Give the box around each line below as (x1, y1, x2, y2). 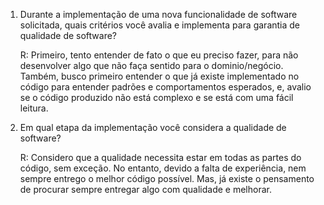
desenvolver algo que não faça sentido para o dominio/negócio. (19, 60, 284, 71)
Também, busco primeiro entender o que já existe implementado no (19, 70, 300, 82)
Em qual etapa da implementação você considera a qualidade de (19, 122, 287, 133)
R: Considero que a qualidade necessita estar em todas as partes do (19, 152, 302, 163)
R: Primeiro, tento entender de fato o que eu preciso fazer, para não (19, 49, 299, 61)
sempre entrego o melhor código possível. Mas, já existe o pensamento (19, 173, 315, 184)
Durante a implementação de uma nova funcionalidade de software (19, 9, 298, 20)
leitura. (19, 102, 49, 114)
